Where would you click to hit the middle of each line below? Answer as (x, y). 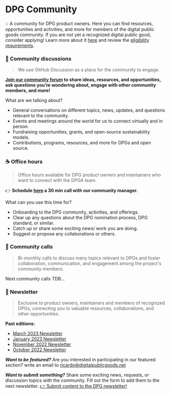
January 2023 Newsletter (39, 339)
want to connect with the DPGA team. (57, 180)
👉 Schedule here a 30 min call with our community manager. (72, 190)
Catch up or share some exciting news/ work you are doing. (75, 228)
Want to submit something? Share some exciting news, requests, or (77, 375)
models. (21, 137)
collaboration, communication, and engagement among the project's (90, 263)
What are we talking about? (34, 100)
